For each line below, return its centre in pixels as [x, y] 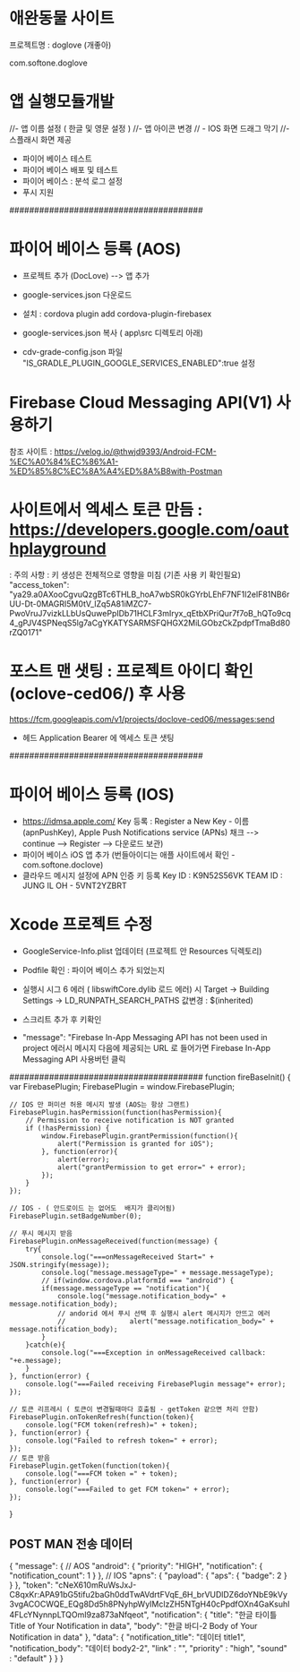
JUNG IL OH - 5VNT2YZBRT [74, 885]
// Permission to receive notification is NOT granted [130, 1120]
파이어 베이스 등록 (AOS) [95, 250]
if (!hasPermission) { [68, 1128]
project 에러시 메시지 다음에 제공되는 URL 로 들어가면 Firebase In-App [146, 1047]
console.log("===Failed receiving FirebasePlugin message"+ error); [156, 1384]
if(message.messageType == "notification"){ [126, 1288]
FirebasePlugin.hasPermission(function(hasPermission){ [116, 1112]
